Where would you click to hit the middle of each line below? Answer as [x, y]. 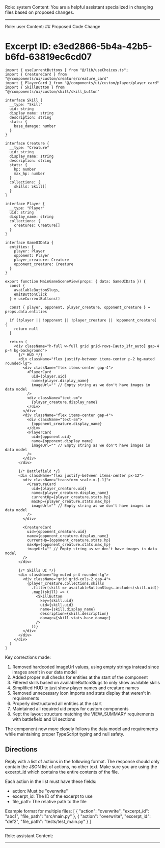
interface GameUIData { [29, 243]
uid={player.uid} [49, 376]
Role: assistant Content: [29, 836]
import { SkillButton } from [35, 87]
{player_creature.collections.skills [66, 583]
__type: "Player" [27, 208]
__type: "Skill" [26, 105]
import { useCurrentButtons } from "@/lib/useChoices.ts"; [67, 70]
